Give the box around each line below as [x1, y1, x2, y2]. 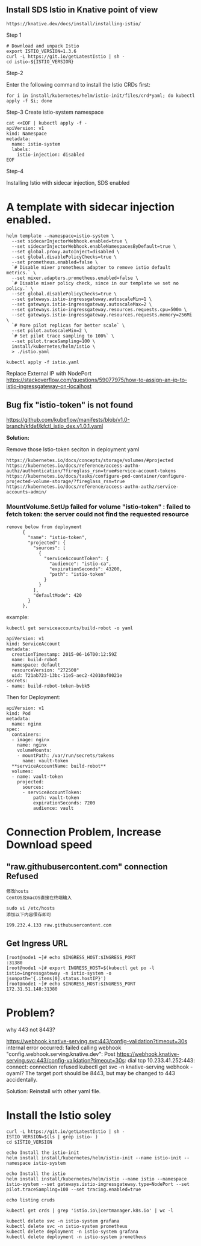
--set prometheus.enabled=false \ [11, 259, 98, 265]
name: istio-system [11, 141, 61, 147]
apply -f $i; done [6, 97, 52, 104]
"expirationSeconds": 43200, [49, 566, 122, 572]
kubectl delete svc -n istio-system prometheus [6, 1223, 128, 1229]
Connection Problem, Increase [6, 825, 161, 839]
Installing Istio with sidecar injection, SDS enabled [6, 179, 130, 186]
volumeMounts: [17, 747, 52, 753]
